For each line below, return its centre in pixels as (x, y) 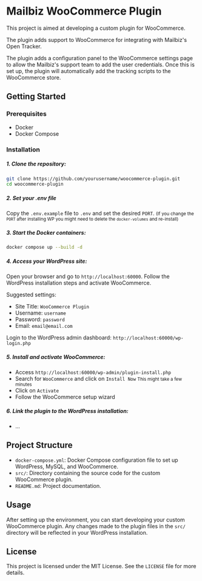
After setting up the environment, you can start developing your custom (96, 520)
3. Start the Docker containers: (46, 232)
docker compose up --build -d (45, 248)
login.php (19, 344)
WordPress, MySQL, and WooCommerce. (66, 466)
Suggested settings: (31, 295)
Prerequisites (26, 114)
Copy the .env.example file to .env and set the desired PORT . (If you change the (100, 214)
